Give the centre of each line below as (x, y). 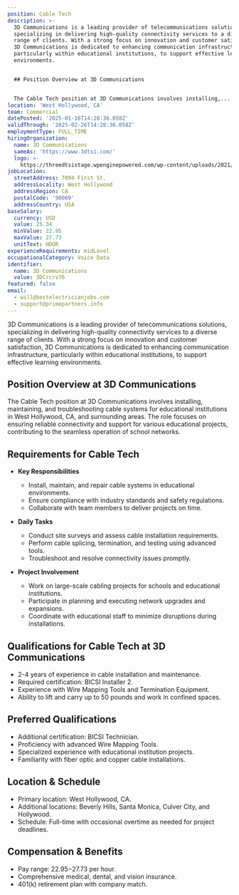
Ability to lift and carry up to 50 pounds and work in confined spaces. (119, 697)
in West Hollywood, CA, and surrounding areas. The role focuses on (107, 417)
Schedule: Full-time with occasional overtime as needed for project (116, 822)
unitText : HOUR (36, 244)
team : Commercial (33, 112)
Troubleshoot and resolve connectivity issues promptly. (110, 558)
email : (17, 291)
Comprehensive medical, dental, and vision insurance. (97, 876)
